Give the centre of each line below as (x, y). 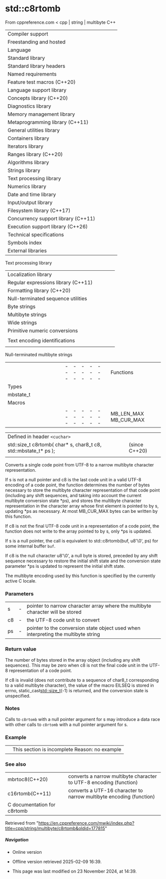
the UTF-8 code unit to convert (63, 620)
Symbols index (25, 243)
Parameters (19, 593)
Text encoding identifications (41, 340)
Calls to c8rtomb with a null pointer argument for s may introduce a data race (83, 719)
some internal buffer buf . (30, 546)
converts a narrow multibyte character (113, 776)
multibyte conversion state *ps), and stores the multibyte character (73, 501)
